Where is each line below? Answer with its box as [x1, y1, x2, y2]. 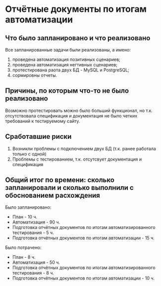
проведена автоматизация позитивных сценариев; [12, 57, 120, 62]
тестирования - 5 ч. [12, 229, 54, 236]
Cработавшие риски [5, 132, 72, 141]
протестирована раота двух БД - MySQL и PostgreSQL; [12, 67, 130, 73]
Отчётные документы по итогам [5, 3, 147, 15]
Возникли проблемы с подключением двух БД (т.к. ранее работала [12, 145, 156, 152]
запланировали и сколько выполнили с [5, 183, 134, 192]
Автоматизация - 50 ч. [12, 259, 60, 266]
